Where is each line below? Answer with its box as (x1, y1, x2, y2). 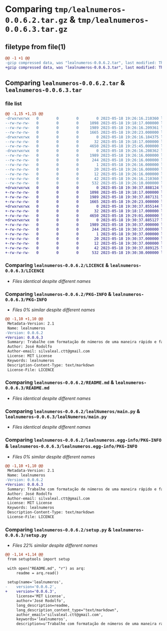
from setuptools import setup (7, 557, 70, 562)
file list (5, 100, 22, 107)
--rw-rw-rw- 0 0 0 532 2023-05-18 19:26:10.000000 (5, 180, 159, 186)
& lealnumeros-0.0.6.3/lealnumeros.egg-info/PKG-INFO (5, 443, 138, 450)
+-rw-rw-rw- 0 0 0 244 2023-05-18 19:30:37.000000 (5, 227, 159, 232)
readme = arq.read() (16, 570, 59, 575)
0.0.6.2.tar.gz (5, 16, 68, 25)
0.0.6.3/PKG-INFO (5, 297, 47, 302)
